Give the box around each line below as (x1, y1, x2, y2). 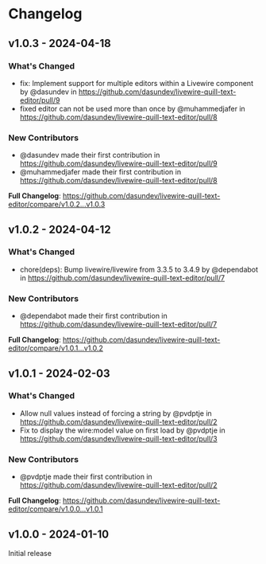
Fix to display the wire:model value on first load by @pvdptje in (19, 425, 226, 435)
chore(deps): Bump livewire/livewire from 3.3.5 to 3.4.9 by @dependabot (19, 264, 259, 274)
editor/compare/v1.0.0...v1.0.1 (8, 504, 103, 514)
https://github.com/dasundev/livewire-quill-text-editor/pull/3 (19, 433, 218, 443)
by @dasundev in (19, 87, 77, 96)
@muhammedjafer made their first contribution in (19, 167, 181, 177)
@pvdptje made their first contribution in (19, 472, 152, 482)
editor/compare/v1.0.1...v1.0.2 (8, 343, 103, 353)
